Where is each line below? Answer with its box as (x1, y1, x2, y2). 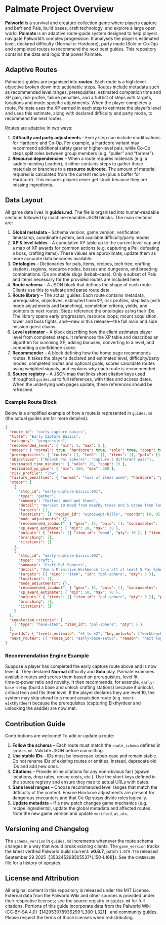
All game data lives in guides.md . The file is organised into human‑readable (5, 209, 160, 215)
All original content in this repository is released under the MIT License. (5, 887, 151, 893)
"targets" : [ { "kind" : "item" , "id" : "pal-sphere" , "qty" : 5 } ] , (18, 572, 156, 577)
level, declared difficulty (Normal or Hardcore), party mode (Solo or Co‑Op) (5, 40, 158, 46)
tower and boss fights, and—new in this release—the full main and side (12, 318, 157, 324)
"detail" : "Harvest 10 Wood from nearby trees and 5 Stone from (18, 502, 154, 508)
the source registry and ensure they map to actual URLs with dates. (12, 779, 150, 785)
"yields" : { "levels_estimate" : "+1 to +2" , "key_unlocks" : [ (9, 631, 140, 636)
